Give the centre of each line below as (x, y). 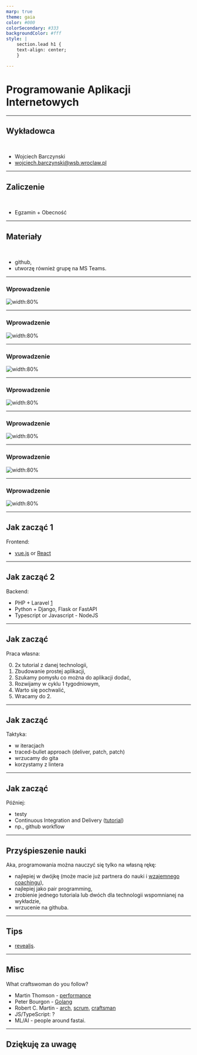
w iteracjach (29, 746)
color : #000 (21, 22)
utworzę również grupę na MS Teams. (60, 268)
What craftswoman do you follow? (47, 984)
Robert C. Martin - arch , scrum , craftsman (65, 1008)
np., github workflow (40, 827)
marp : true (19, 11)
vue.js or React (33, 553)
